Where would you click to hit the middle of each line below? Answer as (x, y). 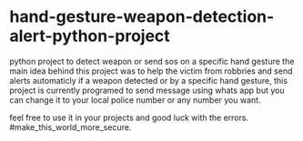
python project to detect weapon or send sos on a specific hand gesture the (152, 61)
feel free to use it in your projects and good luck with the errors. (129, 117)
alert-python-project (90, 36)
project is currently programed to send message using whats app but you (147, 90)
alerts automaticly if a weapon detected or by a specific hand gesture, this (149, 80)
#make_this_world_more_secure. (71, 127)
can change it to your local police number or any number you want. (135, 100)
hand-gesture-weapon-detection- (142, 17)
